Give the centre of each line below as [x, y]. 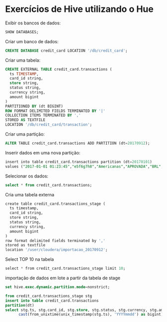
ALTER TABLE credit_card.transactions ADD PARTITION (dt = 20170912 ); [78, 143]
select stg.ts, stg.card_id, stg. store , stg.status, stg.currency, [77, 310]
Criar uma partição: [25, 134]
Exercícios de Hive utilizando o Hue [80, 9]
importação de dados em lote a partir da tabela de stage [63, 278]
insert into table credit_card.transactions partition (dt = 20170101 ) [79, 162]
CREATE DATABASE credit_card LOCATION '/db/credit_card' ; [66, 51]
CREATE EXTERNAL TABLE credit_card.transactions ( [59, 69]
